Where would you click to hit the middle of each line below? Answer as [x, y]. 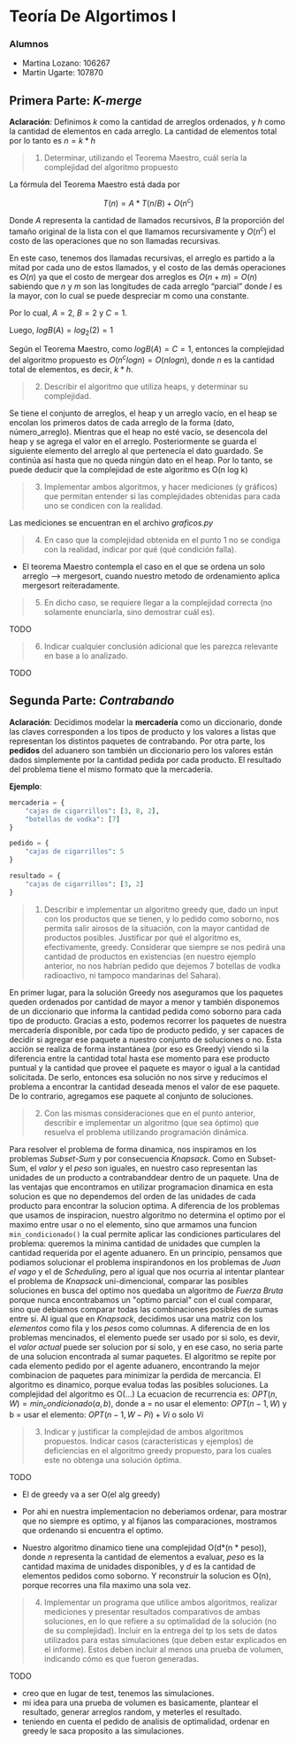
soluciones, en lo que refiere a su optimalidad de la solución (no [160, 1621]
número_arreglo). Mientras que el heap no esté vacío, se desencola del [138, 432]
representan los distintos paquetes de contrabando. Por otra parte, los [137, 741]
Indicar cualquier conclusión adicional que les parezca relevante [161, 647]
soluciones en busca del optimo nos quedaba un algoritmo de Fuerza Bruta [146, 1290]
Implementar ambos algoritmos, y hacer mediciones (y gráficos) [161, 487]
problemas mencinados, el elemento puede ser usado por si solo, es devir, [144, 1337]
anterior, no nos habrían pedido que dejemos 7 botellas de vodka [162, 966]
